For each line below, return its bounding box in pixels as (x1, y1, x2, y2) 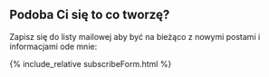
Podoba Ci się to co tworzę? (9, 7, 170, 23)
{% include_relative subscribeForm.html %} (9, 58, 172, 69)
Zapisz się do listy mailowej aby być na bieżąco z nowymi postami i (9, 31, 261, 42)
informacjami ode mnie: (9, 41, 98, 52)
